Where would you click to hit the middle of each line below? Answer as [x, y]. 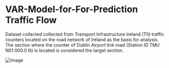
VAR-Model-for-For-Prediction [72, 9]
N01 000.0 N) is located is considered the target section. [64, 50]
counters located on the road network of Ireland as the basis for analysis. [82, 40]
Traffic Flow [31, 20]
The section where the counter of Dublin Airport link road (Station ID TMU [83, 45]
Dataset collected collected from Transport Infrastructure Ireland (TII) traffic [85, 34]
